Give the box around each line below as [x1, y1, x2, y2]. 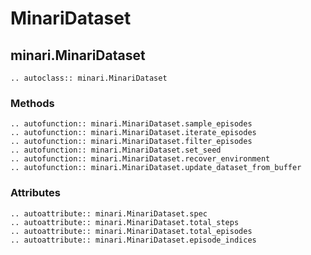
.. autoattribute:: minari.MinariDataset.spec [10, 208, 208, 219]
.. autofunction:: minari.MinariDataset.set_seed [10, 145, 222, 156]
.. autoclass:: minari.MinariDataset [10, 73, 168, 83]
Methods [10, 96, 55, 110]
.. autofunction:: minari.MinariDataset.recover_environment [10, 154, 271, 164]
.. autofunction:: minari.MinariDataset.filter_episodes [10, 137, 253, 147]
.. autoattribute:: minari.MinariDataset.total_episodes [10, 226, 253, 236]
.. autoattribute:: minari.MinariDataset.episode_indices [10, 235, 257, 245]
